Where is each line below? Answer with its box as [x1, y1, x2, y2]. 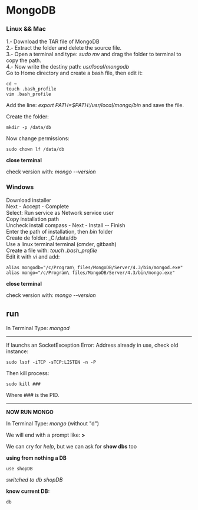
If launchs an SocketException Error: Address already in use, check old [6, 341, 179, 348]
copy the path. [6, 57, 41, 64]
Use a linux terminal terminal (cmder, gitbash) [6, 240, 117, 247]
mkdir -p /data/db [6, 125, 51, 131]
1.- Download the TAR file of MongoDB [6, 38, 100, 45]
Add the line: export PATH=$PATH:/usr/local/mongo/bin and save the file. [6, 102, 184, 109]
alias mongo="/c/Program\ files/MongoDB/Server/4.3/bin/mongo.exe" [6, 270, 176, 276]
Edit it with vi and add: [6, 253, 60, 260]
